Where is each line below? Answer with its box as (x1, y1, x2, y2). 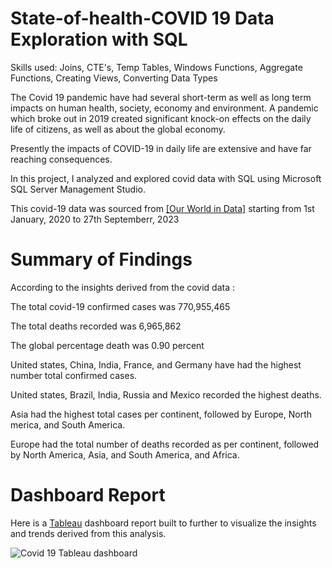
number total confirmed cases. (10, 369, 138, 381)
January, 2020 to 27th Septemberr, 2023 (10, 213, 180, 225)
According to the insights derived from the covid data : (10, 281, 236, 293)
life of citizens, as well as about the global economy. (10, 123, 226, 135)
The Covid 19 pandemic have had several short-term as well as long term (10, 91, 312, 103)
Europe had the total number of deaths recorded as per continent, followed (10, 438, 320, 450)
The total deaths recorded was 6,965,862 (10, 320, 182, 332)
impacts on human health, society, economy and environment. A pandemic (10, 102, 319, 114)
